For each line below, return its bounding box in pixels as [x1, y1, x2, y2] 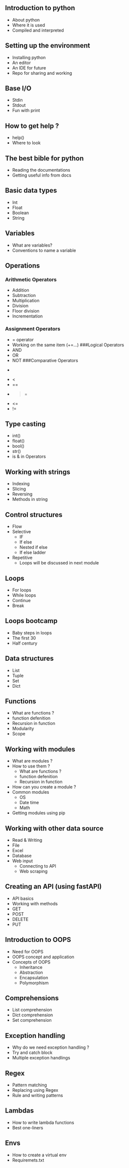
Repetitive [12, 555, 33, 561]
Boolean [12, 210, 29, 216]
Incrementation [12, 313, 43, 319]
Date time [19, 800, 39, 806]
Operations [5, 262, 40, 270]
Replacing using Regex [12, 1087, 59, 1093]
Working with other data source [5, 824, 104, 832]
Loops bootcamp [5, 617, 58, 625]
